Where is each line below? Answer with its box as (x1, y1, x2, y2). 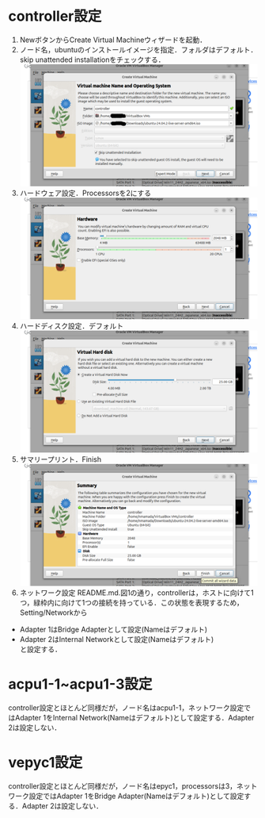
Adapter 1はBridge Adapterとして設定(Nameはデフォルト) (19, 624, 208, 634)
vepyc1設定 (8, 753, 83, 771)
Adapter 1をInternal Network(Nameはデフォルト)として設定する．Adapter (14, 712, 255, 722)
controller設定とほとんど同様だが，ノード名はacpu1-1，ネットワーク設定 (8, 703, 244, 712)
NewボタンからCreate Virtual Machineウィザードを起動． (19, 35, 207, 44)
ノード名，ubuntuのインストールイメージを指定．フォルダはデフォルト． (19, 44, 258, 54)
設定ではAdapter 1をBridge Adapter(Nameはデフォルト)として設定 (28, 791, 244, 801)
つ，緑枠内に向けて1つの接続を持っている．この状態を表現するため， (19, 597, 244, 607)
